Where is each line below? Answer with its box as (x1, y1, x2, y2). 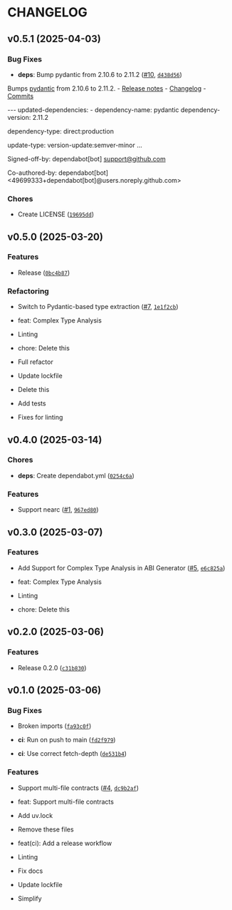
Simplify (17, 894, 42, 903)
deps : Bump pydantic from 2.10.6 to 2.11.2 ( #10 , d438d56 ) (17, 70, 183, 79)
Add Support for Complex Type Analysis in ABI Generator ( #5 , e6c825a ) (17, 563, 226, 572)
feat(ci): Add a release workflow (17, 839, 112, 847)
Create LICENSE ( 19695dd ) (17, 210, 95, 218)
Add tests (17, 399, 46, 408)
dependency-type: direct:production (7, 126, 114, 136)
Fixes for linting (17, 413, 63, 422)
